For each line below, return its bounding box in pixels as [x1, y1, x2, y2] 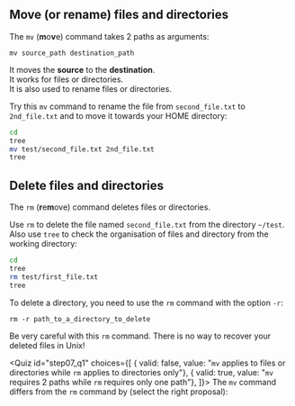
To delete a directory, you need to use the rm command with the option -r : [9, 297, 283, 308]
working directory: [9, 239, 78, 249]
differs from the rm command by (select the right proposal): [9, 386, 228, 397]
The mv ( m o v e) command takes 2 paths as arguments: [9, 31, 210, 41]
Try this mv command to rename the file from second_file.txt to [9, 101, 246, 112]
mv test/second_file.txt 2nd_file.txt [9, 144, 155, 154]
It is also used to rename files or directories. [9, 83, 173, 94]
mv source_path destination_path [9, 49, 135, 58]
